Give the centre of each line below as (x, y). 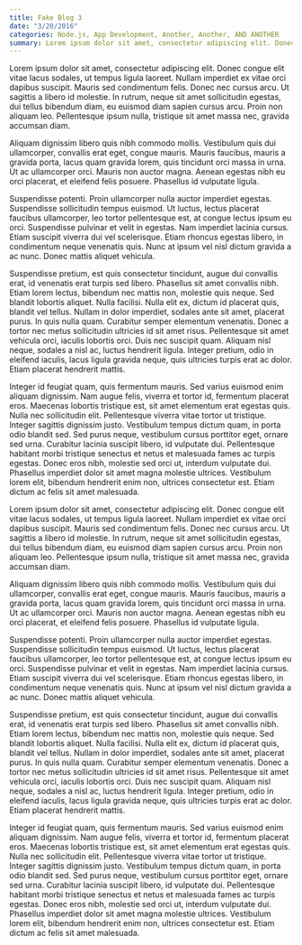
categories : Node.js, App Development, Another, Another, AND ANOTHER (144, 34)
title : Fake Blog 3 (46, 18)
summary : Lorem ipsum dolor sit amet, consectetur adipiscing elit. (140, 43)
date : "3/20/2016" (44, 26)
